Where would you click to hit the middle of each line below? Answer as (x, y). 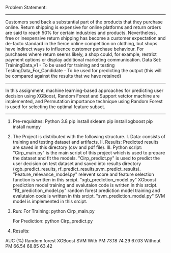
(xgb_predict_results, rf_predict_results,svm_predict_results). (77, 169)
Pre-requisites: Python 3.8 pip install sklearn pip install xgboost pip (83, 121)
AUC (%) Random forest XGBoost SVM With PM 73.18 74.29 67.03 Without (83, 241)
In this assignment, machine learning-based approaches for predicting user (84, 90)
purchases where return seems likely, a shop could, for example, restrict (81, 54)
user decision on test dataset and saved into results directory (77, 164)
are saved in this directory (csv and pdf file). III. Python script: (77, 147)
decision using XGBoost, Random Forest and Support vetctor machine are (83, 96)
